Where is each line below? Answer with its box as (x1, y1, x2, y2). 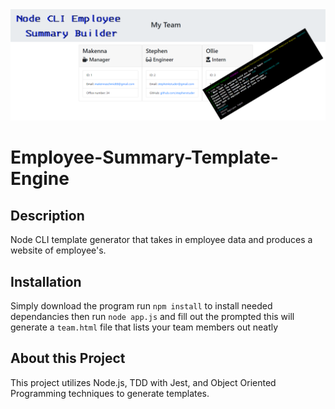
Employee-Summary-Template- (10, 146, 279, 169)
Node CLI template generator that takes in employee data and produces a (10, 234, 313, 246)
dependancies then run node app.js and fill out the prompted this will (10, 310, 295, 322)
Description (10, 207, 85, 224)
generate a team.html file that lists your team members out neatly (10, 321, 279, 333)
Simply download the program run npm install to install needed (10, 299, 273, 312)
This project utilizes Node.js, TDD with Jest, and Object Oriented (10, 376, 277, 388)
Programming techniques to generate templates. (10, 387, 210, 399)
